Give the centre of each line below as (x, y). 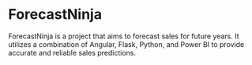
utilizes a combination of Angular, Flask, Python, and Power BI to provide (126, 44)
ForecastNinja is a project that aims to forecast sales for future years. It (124, 36)
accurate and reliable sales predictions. (72, 52)
